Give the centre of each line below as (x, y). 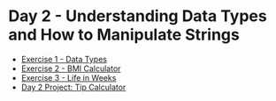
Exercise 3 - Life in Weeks (69, 77)
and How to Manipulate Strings (124, 35)
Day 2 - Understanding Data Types (138, 16)
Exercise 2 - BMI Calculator (71, 69)
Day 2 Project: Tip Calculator (73, 87)
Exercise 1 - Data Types (64, 59)
